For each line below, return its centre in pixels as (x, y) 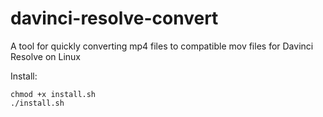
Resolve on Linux (46, 56)
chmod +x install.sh (53, 94)
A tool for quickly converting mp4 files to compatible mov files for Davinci (162, 46)
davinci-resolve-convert (114, 18)
